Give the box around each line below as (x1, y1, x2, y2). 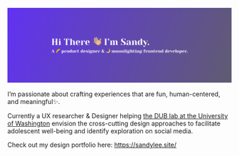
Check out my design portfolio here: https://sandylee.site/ (7, 140, 177, 149)
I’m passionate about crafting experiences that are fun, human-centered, (7, 90, 221, 98)
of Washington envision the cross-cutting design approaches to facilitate (7, 119, 221, 128)
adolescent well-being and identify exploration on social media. (7, 126, 193, 135)
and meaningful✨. (7, 97, 60, 105)
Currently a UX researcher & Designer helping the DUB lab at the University (7, 111, 228, 120)
